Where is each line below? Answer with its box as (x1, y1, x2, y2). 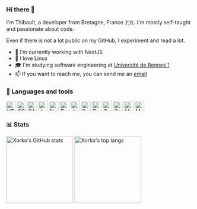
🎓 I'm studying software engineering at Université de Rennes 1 (14, 62, 170, 69)
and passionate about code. (6, 26, 75, 33)
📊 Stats (6, 120, 30, 128)
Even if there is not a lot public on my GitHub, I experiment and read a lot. (6, 37, 185, 44)
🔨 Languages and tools (6, 87, 74, 96)
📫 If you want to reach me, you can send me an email (14, 71, 147, 78)
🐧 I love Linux (14, 55, 48, 62)
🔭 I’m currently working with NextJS (14, 49, 103, 56)
